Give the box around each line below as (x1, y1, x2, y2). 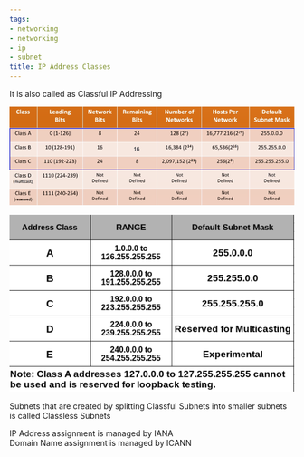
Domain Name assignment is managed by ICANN (9, 438, 192, 449)
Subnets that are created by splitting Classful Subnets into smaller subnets (9, 401, 288, 412)
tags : (9, 15, 30, 24)
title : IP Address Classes (9, 63, 111, 72)
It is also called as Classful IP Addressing (9, 89, 163, 99)
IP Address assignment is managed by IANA (9, 428, 174, 439)
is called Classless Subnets (9, 411, 111, 422)
